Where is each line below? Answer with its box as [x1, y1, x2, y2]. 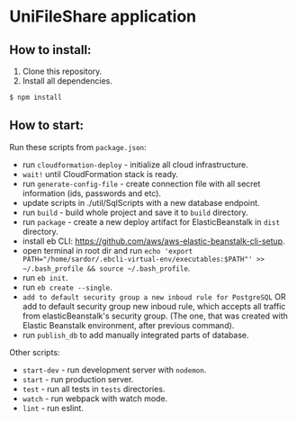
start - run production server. [22, 373, 134, 384]
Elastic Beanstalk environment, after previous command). [22, 319, 235, 330]
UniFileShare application [9, 6, 197, 27]
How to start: [9, 118, 84, 133]
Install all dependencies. [22, 76, 112, 86]
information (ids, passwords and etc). [22, 187, 162, 199]
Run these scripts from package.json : [9, 141, 147, 152]
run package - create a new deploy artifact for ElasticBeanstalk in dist [22, 216, 281, 227]
